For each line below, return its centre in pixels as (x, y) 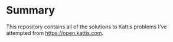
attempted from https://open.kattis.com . (55, 33)
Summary (30, 10)
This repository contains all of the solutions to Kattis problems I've (86, 27)
